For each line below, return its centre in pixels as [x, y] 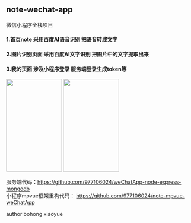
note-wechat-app [39, 10]
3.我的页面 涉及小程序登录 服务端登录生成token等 [66, 69]
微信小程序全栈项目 [30, 25]
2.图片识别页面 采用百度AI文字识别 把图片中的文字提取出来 [78, 54]
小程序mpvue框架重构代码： [41, 196]
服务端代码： [22, 182]
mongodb [18, 189]
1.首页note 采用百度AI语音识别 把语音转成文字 [62, 39]
